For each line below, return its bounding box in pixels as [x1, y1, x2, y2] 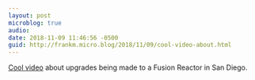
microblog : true [8, 19, 62, 27]
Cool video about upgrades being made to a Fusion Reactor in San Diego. [8, 63, 248, 72]
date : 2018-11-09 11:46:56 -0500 [8, 33, 119, 42]
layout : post [8, 11, 51, 20]
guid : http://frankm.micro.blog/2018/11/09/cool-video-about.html [8, 41, 232, 49]
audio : [8, 26, 30, 34]
